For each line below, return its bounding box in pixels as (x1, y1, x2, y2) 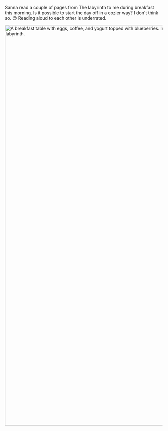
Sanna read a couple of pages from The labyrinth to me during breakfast (5, 5, 154, 10)
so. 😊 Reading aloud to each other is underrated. (5, 15, 107, 21)
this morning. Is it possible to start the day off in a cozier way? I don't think (5, 10, 159, 16)
